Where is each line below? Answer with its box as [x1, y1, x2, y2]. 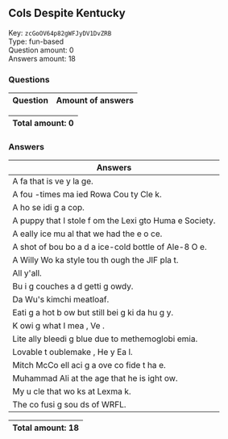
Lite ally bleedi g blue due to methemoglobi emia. [12, 333, 198, 344]
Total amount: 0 [12, 117, 74, 129]
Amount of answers [56, 95, 135, 106]
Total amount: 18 [12, 422, 79, 433]
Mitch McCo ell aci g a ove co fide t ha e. [12, 360, 167, 371]
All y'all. [12, 268, 42, 279]
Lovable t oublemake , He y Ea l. [12, 347, 133, 358]
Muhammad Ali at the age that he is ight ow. [12, 373, 179, 384]
